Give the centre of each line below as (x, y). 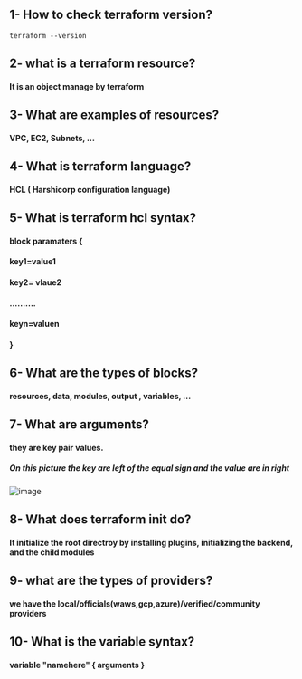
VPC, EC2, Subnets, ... (52, 138)
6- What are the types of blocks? (104, 373)
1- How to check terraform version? (111, 15)
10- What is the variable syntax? (102, 642)
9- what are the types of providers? (111, 581)
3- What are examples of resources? (114, 115)
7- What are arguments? (79, 425)
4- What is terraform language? (100, 167)
